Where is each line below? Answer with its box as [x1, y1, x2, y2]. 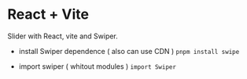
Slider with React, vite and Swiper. [7, 31, 119, 41]
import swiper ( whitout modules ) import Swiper [18, 61, 176, 71]
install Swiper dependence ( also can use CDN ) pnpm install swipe [18, 46, 240, 56]
